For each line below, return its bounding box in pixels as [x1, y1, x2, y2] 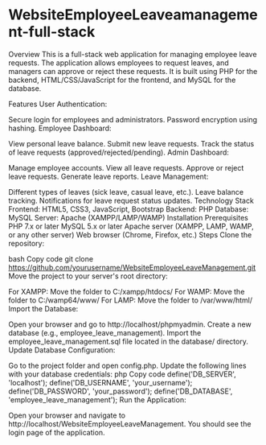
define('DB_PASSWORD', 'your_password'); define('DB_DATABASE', [8, 386, 233, 396]
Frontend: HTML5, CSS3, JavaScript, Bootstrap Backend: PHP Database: [8, 204, 249, 214]
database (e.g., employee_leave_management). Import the [8, 328, 202, 337]
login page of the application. [8, 427, 106, 437]
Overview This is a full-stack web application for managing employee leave [8, 49, 257, 59]
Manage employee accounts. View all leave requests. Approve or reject [8, 163, 244, 172]
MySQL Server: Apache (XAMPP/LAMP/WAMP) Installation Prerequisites [8, 212, 249, 222]
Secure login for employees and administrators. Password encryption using [8, 114, 258, 124]
